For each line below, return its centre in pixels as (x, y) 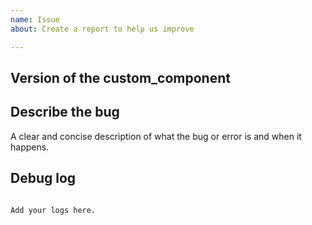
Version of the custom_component (120, 77)
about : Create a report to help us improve (102, 29)
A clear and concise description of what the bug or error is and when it (156, 136)
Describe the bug (65, 112)
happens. (30, 147)
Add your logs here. (53, 210)
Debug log (43, 178)
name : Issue (35, 19)
